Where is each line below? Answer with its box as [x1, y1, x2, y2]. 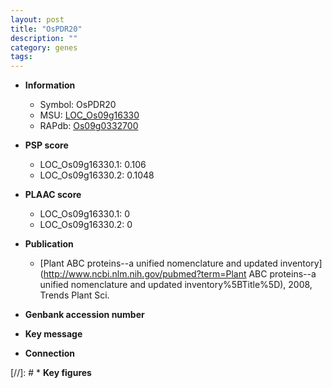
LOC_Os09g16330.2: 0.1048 [39, 169, 155, 181]
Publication [24, 238, 74, 250]
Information [24, 79, 76, 91]
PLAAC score [24, 189, 82, 201]
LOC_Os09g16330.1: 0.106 [39, 159, 147, 171]
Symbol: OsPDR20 [39, 99, 117, 111]
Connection [24, 347, 75, 360]
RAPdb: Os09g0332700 [39, 120, 139, 132]
